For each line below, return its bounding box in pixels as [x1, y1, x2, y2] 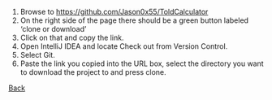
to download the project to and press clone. [19, 67, 166, 76]
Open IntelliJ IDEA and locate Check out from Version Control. [19, 41, 228, 51]
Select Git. [19, 50, 55, 59]
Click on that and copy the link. [19, 33, 124, 42]
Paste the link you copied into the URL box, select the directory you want [19, 59, 264, 68]
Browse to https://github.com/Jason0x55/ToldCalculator [19, 7, 209, 16]
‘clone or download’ [19, 24, 87, 33]
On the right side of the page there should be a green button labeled [19, 15, 249, 25]
